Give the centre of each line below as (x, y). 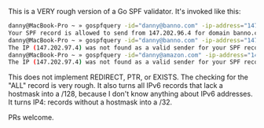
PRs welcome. (31, 118)
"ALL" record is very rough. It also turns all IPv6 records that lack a (116, 86)
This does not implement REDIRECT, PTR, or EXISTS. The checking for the (128, 77)
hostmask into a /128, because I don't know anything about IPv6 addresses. (130, 94)
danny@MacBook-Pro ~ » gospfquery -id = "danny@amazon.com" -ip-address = (128, 55)
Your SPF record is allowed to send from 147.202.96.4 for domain (119, 33)
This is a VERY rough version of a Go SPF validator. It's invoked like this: (125, 11)
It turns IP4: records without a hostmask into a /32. (90, 102)
